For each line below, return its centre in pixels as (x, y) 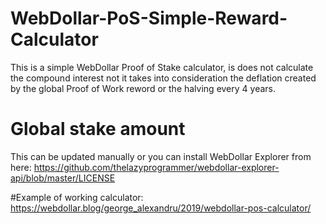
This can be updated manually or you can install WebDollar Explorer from (161, 156)
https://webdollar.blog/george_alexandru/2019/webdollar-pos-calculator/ (161, 208)
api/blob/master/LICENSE (63, 178)
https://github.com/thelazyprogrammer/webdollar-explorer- (156, 167)
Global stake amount (98, 129)
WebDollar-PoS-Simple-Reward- (149, 18)
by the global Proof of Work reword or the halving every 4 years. (143, 88)
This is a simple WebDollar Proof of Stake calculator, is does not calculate (162, 67)
